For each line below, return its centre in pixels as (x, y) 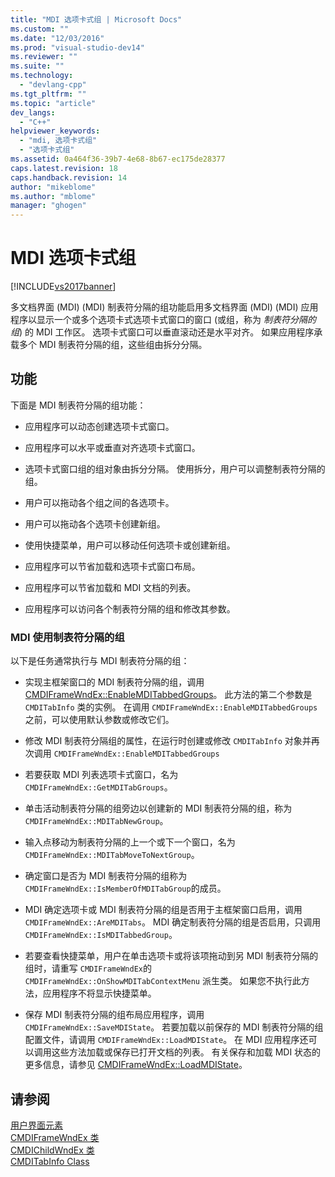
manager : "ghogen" (48, 206)
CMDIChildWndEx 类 (52, 1150)
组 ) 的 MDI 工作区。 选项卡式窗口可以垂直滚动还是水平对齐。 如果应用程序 (162, 332)
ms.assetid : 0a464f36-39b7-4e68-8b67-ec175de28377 (118, 159)
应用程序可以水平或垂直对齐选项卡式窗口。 (112, 447)
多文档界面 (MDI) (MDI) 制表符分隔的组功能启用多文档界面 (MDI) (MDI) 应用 (164, 307)
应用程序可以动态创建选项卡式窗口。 (99, 426)
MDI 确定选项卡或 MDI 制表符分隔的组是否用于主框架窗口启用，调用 (163, 910)
